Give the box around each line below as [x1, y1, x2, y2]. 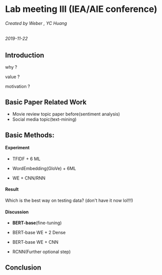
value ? [5, 74, 20, 80]
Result [5, 186, 19, 192]
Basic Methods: [5, 131, 54, 139]
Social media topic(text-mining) [12, 116, 77, 122]
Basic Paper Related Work [5, 98, 87, 106]
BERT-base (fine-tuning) [12, 220, 62, 226]
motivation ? [5, 84, 31, 90]
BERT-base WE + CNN [12, 239, 58, 245]
